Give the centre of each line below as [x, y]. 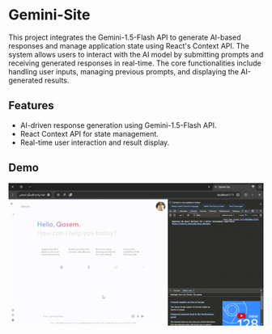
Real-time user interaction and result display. [95, 142]
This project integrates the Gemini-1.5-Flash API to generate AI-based [125, 37]
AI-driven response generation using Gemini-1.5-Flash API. [118, 125]
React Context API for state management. [89, 133]
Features [31, 106]
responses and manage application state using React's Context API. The [129, 45]
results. [57, 80]
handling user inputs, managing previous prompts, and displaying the [124, 71]
